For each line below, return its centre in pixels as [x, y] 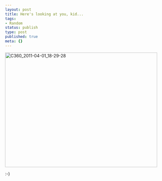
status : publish [21, 28]
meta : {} [14, 41]
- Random [14, 23]
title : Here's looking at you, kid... [44, 14]
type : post [16, 32]
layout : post [18, 9]
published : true [21, 37]
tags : [10, 18]
